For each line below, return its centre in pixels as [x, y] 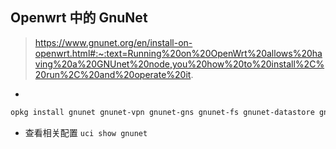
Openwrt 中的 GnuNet [79, 18]
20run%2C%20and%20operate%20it [113, 74]
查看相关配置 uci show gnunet [86, 132]
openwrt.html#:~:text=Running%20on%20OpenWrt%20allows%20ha [178, 53]
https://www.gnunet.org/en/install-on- [113, 42]
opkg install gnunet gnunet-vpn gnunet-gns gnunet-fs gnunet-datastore [162, 112]
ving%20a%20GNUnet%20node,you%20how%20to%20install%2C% [179, 64]
